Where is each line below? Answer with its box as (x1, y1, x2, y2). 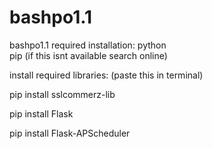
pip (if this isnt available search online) (9, 49, 168, 61)
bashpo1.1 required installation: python (9, 39, 167, 51)
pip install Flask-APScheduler (9, 127, 131, 139)
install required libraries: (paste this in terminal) (9, 69, 204, 81)
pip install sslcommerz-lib (9, 88, 116, 100)
